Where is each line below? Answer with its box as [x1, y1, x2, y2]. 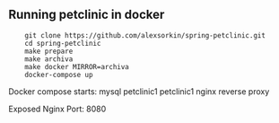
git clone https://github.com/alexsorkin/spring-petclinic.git [24, 31, 266, 40]
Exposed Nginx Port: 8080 [8, 103, 107, 114]
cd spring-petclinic [24, 39, 101, 48]
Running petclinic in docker [8, 7, 165, 22]
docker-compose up [24, 70, 93, 79]
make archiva [24, 54, 74, 64]
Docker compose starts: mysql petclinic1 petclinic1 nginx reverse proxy [8, 85, 270, 97]
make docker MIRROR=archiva [24, 62, 129, 71]
